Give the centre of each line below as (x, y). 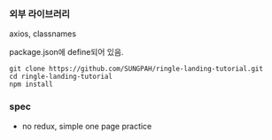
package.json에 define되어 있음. (66, 52)
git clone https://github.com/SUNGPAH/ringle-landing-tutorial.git (136, 69)
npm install (31, 85)
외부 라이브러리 (40, 13)
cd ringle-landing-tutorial (61, 77)
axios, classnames (43, 34)
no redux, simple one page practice (87, 126)
